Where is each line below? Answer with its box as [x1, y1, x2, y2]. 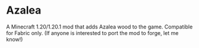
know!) [6, 36, 23, 43]
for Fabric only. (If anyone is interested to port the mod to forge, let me [6, 29, 179, 36]
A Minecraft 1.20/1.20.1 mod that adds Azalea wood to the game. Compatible [6, 23, 193, 30]
